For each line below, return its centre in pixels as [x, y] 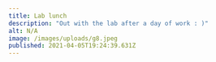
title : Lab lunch [38, 16]
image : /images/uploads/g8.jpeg [63, 38]
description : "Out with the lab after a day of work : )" [108, 23]
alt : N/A [23, 31]
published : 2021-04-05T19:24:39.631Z [72, 46]
